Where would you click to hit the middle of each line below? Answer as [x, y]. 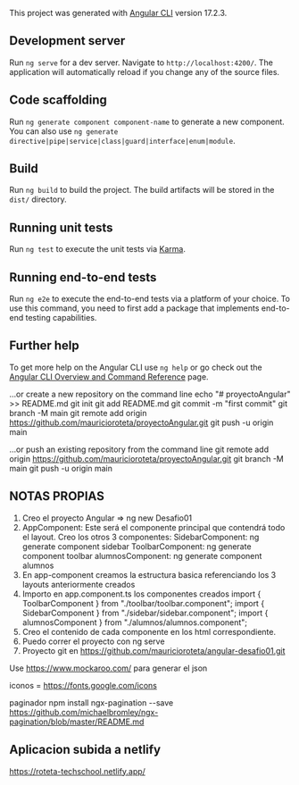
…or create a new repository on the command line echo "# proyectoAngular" [150, 394]
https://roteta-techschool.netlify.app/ [77, 771]
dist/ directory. [38, 199]
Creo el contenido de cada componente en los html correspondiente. [149, 631]
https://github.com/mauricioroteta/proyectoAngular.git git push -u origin [141, 422]
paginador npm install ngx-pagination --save [91, 702]
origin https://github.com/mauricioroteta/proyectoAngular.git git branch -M [146, 458]
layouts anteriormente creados [79, 584]
